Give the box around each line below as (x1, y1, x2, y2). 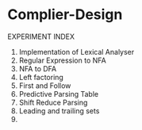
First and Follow (18, 81, 71, 90)
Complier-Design (7, 6, 123, 24)
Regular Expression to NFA (18, 55, 106, 65)
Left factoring (18, 72, 64, 82)
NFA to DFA (18, 63, 57, 73)
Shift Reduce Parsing (18, 97, 88, 107)
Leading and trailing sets (18, 105, 100, 116)
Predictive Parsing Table (18, 89, 99, 98)
